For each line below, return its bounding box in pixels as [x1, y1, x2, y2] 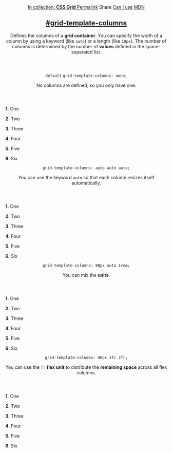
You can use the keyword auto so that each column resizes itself [18, 174, 155, 180]
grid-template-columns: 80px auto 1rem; [42, 263, 130, 268]
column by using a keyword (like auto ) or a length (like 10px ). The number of [6, 37, 167, 44]
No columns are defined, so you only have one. [36, 82, 137, 88]
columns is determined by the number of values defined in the [12, 43, 145, 49]
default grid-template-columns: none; [45, 73, 127, 78]
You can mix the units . [62, 272, 110, 278]
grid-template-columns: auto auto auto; [42, 165, 130, 171]
